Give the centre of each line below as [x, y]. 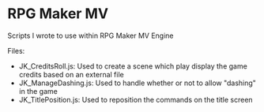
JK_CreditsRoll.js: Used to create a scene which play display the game [133, 66]
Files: [16, 50]
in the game [38, 91]
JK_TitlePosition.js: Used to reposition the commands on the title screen [136, 99]
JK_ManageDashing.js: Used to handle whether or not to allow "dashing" [137, 83]
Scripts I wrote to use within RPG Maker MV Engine [91, 35]
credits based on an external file [71, 74]
